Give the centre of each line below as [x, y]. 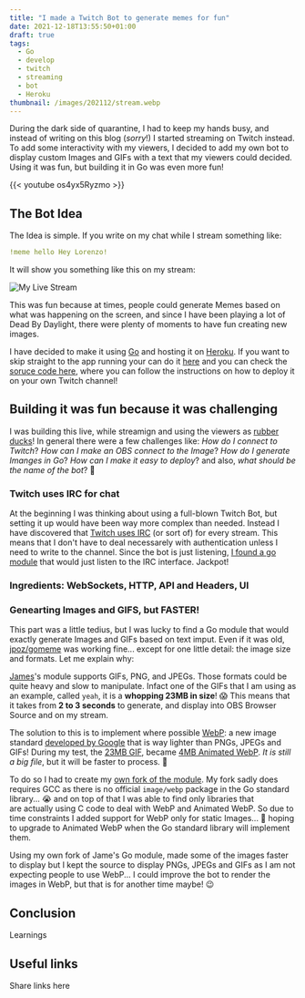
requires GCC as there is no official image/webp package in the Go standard [149, 789]
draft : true [32, 35]
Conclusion [43, 913]
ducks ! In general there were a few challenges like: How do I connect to [143, 441]
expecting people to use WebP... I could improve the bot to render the [140, 875]
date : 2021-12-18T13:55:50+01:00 [73, 26]
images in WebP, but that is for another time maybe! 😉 [112, 884]
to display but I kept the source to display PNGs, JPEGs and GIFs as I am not [152, 865]
